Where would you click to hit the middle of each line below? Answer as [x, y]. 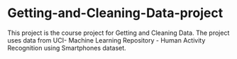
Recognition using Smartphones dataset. [67, 48]
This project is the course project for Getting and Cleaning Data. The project [118, 33]
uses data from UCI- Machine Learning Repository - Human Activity [106, 40]
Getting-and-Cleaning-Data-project [115, 13]
